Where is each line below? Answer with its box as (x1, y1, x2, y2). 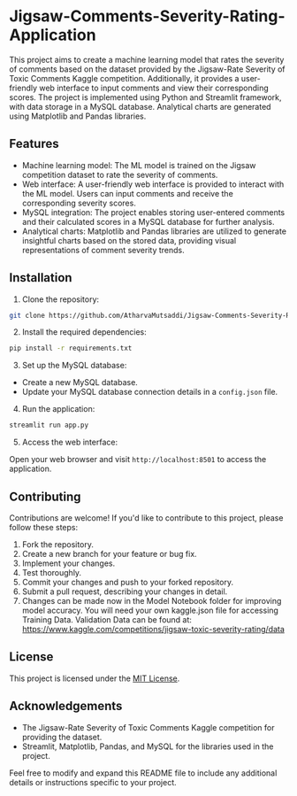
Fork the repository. (21, 539, 95, 550)
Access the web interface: (21, 437, 118, 448)
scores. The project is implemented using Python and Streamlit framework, (9, 91, 282, 103)
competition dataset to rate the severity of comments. (21, 169, 218, 180)
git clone (9, 311, 46, 320)
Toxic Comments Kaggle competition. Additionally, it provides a (9, 73, 240, 83)
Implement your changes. (21, 558, 116, 568)
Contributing (9, 489, 81, 504)
